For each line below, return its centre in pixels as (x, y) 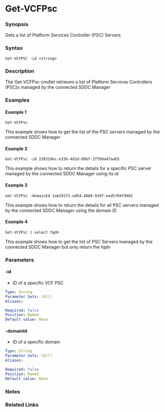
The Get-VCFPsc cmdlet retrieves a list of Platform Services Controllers (79, 82)
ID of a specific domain (36, 342)
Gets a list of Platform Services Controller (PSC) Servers (63, 35)
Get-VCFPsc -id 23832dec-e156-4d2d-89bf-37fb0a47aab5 (62, 159)
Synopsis (17, 24)
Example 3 (16, 185)
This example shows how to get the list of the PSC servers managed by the (82, 132)
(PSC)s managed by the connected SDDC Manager (58, 87)
